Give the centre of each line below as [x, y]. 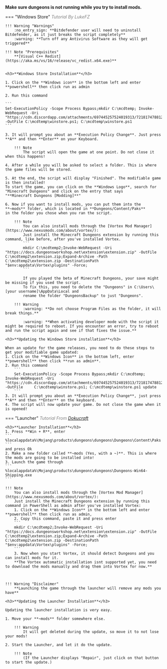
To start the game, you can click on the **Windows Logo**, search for [81, 187]
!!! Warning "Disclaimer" [32, 584]
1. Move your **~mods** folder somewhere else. [55, 619]
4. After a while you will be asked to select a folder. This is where [81, 165]
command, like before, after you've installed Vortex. [63, 239]
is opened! [16, 409]
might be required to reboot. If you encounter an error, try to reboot [82, 326]
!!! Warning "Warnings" [30, 26]
